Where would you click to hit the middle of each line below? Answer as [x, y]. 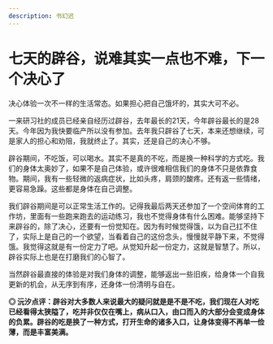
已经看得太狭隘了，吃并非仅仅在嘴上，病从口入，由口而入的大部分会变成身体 [136, 311]
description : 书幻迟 [41, 16]
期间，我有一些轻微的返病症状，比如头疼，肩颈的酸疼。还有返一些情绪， [143, 178]
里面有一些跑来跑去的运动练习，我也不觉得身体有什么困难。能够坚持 [143, 216]
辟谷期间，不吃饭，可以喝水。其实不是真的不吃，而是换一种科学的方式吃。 [133, 158]
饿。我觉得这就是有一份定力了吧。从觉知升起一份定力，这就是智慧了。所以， [136, 246]
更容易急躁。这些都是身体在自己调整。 [72, 189]
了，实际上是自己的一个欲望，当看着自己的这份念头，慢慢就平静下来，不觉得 [136, 236]
